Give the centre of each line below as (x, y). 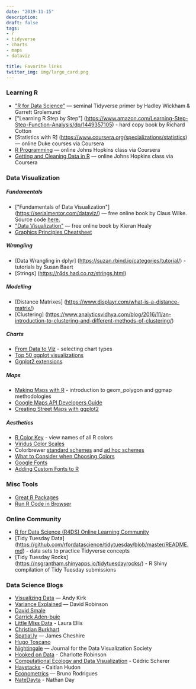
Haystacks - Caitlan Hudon (48, 667)
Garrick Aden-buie (37, 617)
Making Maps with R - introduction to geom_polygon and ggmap (93, 390)
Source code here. (37, 219)
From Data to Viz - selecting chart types (63, 349)
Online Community (34, 519)
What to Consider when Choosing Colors (65, 457)
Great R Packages (37, 497)
